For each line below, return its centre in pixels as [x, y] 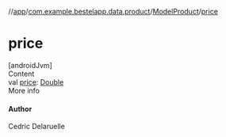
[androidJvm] [31, 65]
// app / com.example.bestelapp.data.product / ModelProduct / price [113, 11]
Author [20, 108]
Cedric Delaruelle [36, 127]
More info [24, 90]
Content [21, 74]
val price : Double [36, 82]
